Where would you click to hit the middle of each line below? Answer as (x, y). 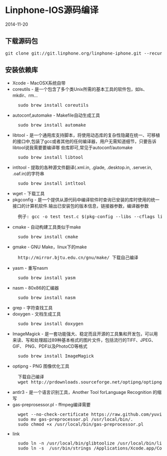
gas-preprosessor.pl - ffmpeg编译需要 (51, 404)
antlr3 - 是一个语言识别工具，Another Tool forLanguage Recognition (82, 392)
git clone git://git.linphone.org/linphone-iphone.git (73, 53)
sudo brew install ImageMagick (56, 356)
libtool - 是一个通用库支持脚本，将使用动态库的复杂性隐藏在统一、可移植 (86, 135)
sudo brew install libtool (50, 157)
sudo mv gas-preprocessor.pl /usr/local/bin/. (75, 419)
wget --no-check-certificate (53, 414)
